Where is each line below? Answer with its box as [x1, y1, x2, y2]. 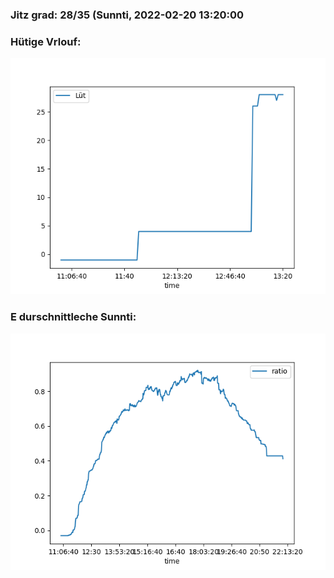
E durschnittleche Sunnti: [10, 310, 137, 324]
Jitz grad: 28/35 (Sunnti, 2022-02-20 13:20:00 [10, 8, 245, 22]
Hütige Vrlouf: [10, 34, 82, 48]
